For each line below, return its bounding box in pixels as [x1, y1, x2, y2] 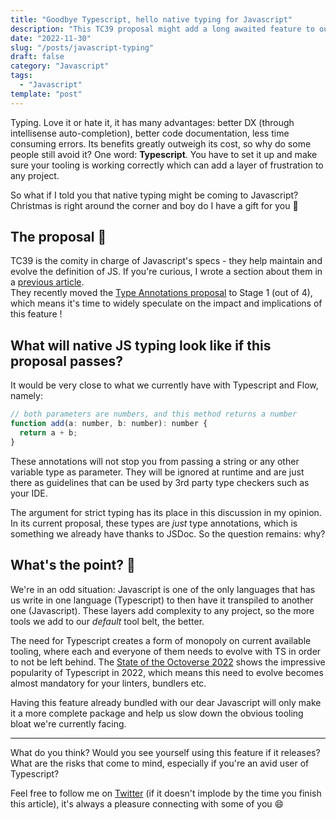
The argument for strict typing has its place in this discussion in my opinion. [10, 506, 322, 518]
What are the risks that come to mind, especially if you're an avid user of [10, 757, 310, 769]
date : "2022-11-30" [10, 33, 92, 43]
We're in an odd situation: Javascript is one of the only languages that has [10, 583, 316, 595]
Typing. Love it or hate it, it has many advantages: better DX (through [10, 116, 295, 128]
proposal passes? [10, 352, 124, 370]
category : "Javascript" [10, 61, 110, 71]
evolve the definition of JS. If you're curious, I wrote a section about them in [10, 266, 323, 278]
